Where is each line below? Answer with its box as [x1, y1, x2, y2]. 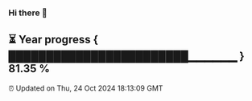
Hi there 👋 [8, 7, 48, 18]
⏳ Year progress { [8, 33, 99, 46]
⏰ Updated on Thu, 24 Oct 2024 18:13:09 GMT [8, 83, 163, 93]
